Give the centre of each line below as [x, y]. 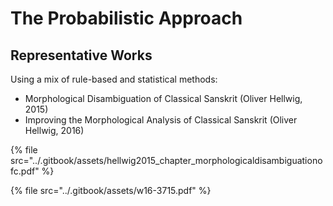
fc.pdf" [25, 171]
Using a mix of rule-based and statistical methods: [114, 79]
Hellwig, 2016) [54, 130]
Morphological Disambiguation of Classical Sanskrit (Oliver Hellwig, [163, 98]
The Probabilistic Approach [126, 18]
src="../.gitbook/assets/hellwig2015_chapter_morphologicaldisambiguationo [166, 160]
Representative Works [81, 55]
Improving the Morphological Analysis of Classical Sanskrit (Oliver [161, 120]
